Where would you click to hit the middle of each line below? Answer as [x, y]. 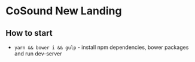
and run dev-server [38, 54]
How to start [29, 33]
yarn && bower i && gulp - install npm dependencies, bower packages [101, 47]
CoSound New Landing [64, 11]
